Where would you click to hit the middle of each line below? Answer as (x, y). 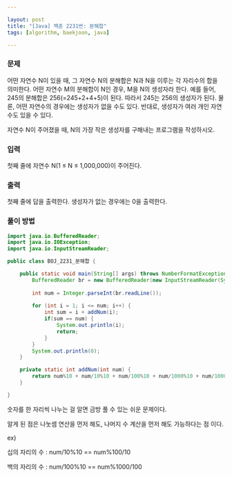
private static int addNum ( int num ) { (75, 370)
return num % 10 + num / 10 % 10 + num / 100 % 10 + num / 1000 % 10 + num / (123, 376)
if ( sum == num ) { (69, 319)
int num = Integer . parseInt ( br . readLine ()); (97, 293)
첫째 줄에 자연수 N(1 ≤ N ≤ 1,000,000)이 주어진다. (75, 165)
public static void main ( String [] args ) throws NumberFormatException (123, 274)
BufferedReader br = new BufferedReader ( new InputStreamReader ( (126, 280)
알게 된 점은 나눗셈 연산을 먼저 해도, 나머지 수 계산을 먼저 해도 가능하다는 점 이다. (116, 424)
